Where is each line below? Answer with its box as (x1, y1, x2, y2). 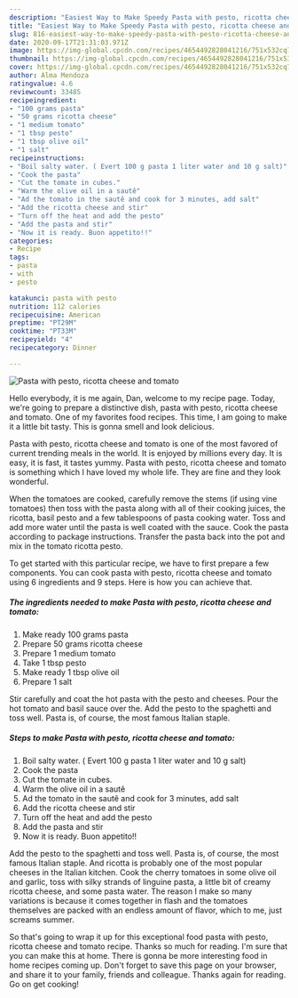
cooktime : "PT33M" (9, 326, 77, 336)
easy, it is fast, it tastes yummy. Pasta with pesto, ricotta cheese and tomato (9, 457, 286, 468)
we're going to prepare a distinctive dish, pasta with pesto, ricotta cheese (9, 402, 278, 413)
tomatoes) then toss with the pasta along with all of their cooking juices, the (9, 503, 286, 513)
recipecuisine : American (9, 310, 101, 319)
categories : (9, 237, 53, 245)
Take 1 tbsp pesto (21, 657, 87, 668)
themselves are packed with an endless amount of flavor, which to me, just (9, 905, 282, 915)
